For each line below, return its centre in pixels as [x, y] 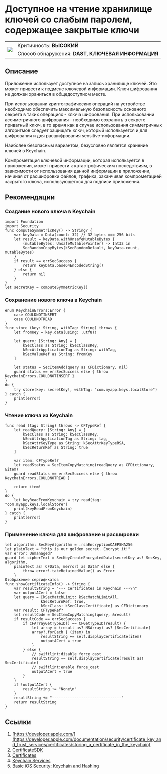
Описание [22, 71]
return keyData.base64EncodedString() [63, 266]
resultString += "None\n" [50, 689]
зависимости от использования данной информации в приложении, [78, 171]
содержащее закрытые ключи [72, 30]
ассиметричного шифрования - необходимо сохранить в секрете [75, 119]
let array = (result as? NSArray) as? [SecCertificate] [91, 628]
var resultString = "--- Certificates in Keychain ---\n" [76, 589]
